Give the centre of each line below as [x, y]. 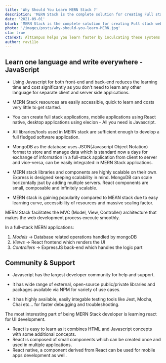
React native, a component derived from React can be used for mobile [84, 350]
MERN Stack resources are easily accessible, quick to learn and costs [83, 102]
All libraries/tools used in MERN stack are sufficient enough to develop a [86, 131]
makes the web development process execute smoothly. [62, 217]
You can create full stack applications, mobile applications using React [84, 117]
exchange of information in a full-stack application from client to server [84, 157]
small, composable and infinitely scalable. [55, 188]
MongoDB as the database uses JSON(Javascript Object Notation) [80, 146]
